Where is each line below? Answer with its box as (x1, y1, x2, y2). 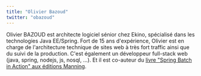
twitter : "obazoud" (6, 14, 55, 20)
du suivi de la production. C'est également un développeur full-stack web (6, 50, 188, 57)
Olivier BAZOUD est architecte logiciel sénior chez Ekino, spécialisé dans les (6, 31, 195, 38)
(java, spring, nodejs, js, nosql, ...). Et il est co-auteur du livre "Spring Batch (6, 56, 192, 63)
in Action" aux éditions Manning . (6, 62, 87, 69)
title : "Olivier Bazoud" (6, 8, 68, 15)
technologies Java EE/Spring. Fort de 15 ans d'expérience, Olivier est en (6, 37, 185, 44)
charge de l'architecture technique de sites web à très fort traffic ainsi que (6, 43, 190, 51)
